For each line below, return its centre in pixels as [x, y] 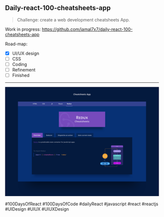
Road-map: [16, 44]
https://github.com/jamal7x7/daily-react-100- [87, 29]
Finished [21, 76]
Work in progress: [23, 29]
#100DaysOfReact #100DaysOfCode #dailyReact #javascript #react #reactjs [82, 204]
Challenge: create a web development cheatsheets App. [73, 20]
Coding [20, 64]
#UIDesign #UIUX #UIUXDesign [37, 209]
